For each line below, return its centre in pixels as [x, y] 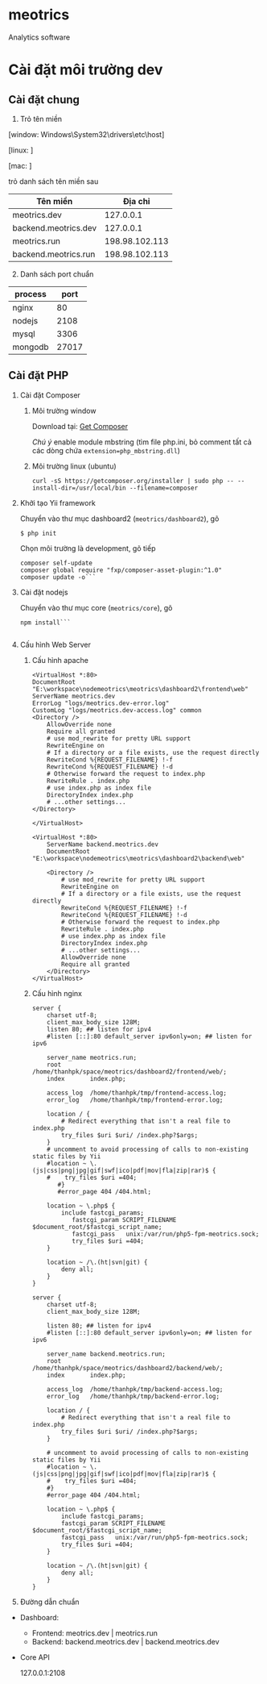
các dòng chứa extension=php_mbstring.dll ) [106, 450]
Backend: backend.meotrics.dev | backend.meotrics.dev [125, 1641]
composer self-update [56, 563]
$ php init [38, 533]
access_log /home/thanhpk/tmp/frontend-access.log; [137, 1093]
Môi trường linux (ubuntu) [74, 466]
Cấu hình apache [60, 660]
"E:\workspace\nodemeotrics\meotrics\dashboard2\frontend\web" [140, 689]
